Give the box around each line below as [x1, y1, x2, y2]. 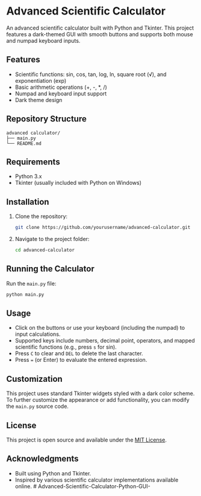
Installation [6, 196, 49, 207]
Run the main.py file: [6, 280, 57, 287]
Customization [6, 373, 63, 384]
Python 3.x [14, 173, 42, 180]
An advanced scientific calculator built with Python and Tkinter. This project [6, 24, 194, 31]
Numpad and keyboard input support [14, 89, 107, 97]
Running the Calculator [6, 264, 94, 274]
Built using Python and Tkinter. [14, 469, 91, 477]
